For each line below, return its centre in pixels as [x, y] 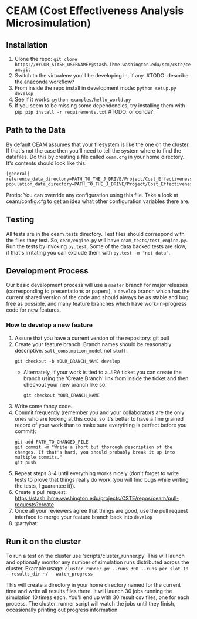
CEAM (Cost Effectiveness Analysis [95, 11]
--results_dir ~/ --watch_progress [50, 574]
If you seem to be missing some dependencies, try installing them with [100, 106]
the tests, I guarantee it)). [45, 486]
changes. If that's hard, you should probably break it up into [95, 452]
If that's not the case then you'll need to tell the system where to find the [94, 150]
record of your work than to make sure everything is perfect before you [101, 425]
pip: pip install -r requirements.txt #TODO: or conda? [84, 112]
